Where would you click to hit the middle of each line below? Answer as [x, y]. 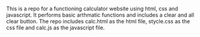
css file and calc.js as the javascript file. [56, 27]
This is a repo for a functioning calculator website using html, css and [92, 9]
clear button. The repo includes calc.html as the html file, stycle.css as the [98, 21]
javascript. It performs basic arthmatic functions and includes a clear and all [100, 15]
